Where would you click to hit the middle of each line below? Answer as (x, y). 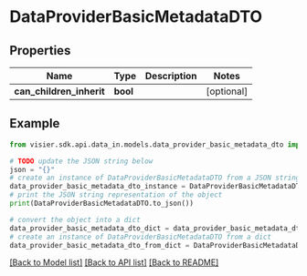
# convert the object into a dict (75, 220)
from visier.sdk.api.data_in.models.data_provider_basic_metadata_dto (147, 144)
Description (171, 76)
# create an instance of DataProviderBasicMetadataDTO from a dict (141, 237)
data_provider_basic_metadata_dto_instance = (97, 187)
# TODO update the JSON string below (81, 161)
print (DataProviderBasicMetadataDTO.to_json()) (102, 204)
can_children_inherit (59, 91)
